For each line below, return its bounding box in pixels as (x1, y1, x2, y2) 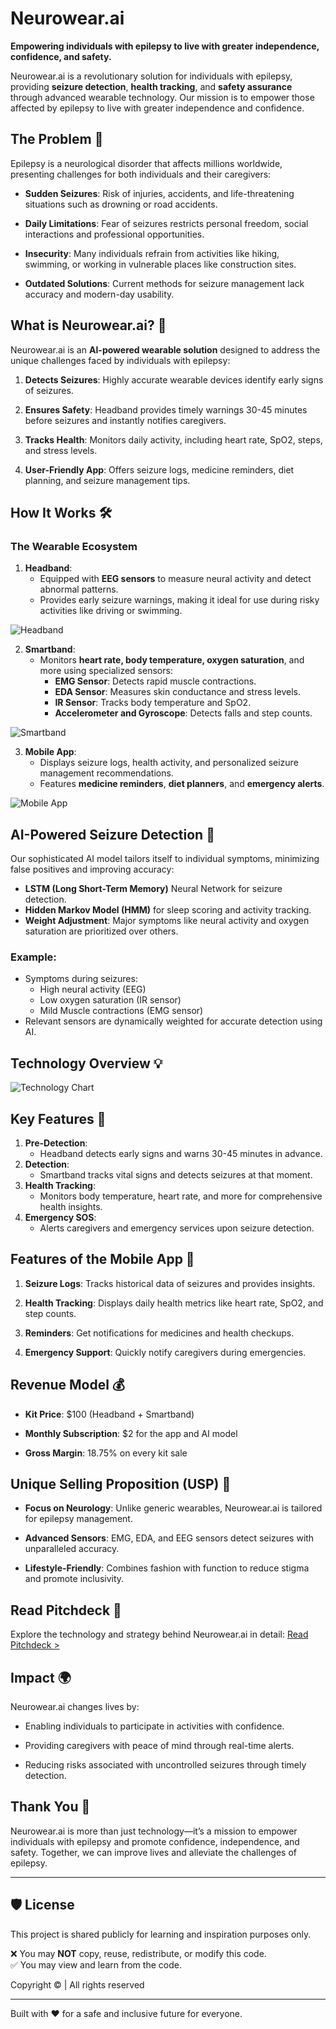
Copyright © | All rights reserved (10, 1978, 145, 1991)
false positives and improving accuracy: (10, 863, 175, 876)
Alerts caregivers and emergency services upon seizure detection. (39, 1222, 315, 1234)
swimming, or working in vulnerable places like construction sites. (24, 258, 297, 270)
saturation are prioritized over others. (24, 925, 179, 937)
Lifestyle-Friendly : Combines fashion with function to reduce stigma (24, 1562, 310, 1574)
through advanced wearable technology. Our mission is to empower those (10, 91, 315, 103)
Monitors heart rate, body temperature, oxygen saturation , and (39, 654, 305, 666)
